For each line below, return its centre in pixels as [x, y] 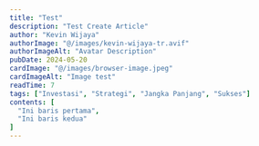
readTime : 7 [32, 85]
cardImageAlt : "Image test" [63, 77]
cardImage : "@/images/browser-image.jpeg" [91, 69]
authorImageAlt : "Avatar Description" [83, 52]
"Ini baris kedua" [53, 119]
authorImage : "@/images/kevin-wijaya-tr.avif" [99, 43]
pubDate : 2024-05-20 [49, 60]
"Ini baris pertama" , [59, 111]
